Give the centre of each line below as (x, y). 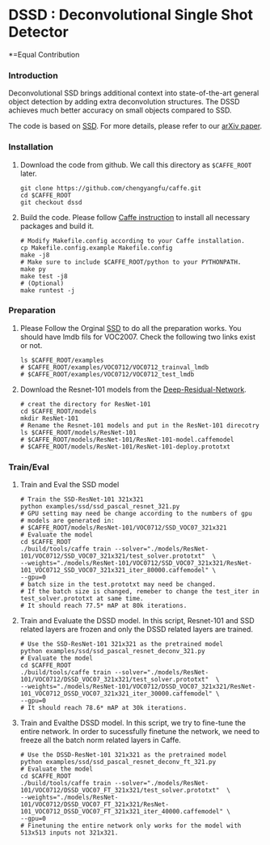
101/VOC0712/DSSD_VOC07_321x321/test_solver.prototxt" (114, 680)
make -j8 (35, 255)
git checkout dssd (51, 202)
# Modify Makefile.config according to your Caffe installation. (132, 240)
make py (33, 269)
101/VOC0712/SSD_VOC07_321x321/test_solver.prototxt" (112, 556)
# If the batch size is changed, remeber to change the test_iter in (140, 592)
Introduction (33, 75)
